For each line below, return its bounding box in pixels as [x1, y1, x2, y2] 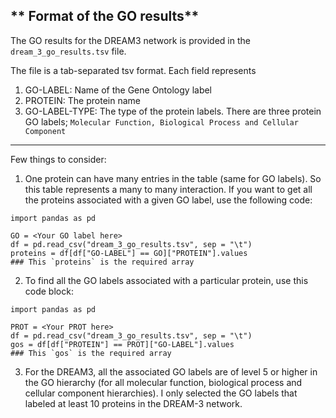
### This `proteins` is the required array [10, 257, 195, 267]
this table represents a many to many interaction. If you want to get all [24, 183, 313, 195]
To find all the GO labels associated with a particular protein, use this [24, 274, 309, 286]
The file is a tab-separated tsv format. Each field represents [10, 64, 257, 76]
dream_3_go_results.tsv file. [10, 45, 127, 57]
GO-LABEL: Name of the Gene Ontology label [24, 84, 213, 96]
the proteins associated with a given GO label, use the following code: [24, 194, 313, 206]
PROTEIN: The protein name [24, 94, 141, 106]
